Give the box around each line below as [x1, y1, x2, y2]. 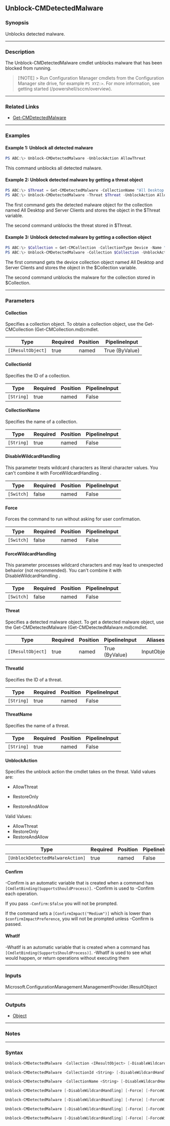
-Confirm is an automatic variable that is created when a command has [5, 880, 153, 886]
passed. [5, 921, 22, 927]
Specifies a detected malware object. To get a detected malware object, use [5, 619, 164, 625]
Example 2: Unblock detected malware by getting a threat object [5, 177, 143, 183]
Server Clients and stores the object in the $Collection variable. [5, 265, 138, 271]
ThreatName [5, 711, 33, 717]
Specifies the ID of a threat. [5, 677, 62, 683]
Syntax [5, 1049, 23, 1057]
